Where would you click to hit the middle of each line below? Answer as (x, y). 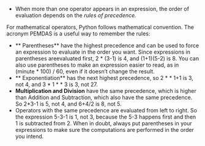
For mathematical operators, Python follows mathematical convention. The (100, 27)
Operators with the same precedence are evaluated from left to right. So (106, 110)
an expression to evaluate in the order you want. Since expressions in (103, 52)
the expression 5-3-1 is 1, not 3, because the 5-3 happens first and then (106, 117)
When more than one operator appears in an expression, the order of (102, 9)
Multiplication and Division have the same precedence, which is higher (106, 91)
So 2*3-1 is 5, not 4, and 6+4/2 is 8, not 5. (69, 104)
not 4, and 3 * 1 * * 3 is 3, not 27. (56, 84)
